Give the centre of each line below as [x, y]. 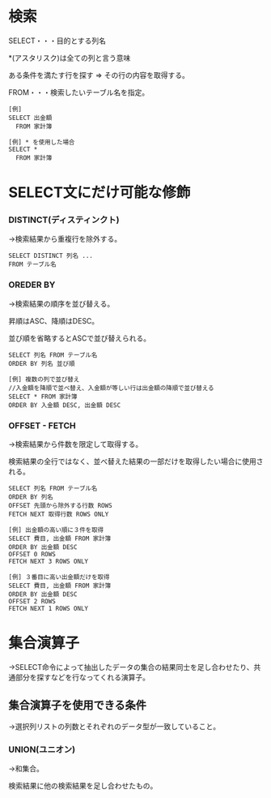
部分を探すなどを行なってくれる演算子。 [82, 677]
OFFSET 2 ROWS [32, 602]
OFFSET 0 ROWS [32, 555]
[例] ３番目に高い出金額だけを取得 [59, 577]
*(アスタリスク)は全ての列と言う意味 [70, 58]
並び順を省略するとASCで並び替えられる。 [80, 338]
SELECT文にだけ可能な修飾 [100, 193]
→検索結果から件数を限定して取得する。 [76, 444]
